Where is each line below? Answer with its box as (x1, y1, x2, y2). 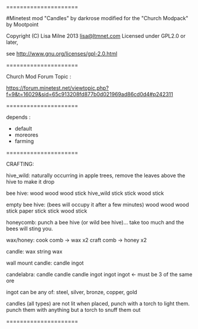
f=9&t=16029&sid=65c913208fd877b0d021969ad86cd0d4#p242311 (6, 91, 173, 97)
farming (14, 138, 34, 145)
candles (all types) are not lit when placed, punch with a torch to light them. (6, 300, 190, 307)
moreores (14, 131, 38, 138)
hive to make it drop (6, 178, 55, 185)
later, (6, 39, 19, 45)
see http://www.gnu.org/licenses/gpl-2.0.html (6, 50, 118, 57)
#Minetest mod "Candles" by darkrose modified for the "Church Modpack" (6, 15, 189, 21)
